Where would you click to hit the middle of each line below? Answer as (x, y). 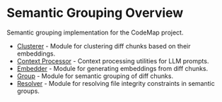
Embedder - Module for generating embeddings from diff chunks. (112, 68)
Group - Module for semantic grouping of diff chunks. (95, 76)
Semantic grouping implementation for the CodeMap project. (95, 32)
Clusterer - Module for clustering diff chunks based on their (104, 46)
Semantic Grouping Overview (95, 13)
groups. (28, 91)
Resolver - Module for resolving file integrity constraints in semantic (116, 83)
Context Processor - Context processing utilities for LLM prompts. (113, 60)
